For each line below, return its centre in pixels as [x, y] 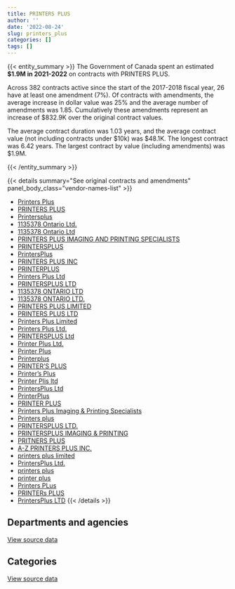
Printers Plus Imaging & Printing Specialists [80, 411]
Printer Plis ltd [38, 381]
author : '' [23, 20]
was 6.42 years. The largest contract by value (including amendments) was [116, 146]
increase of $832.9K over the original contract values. [85, 117]
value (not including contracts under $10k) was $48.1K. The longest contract [117, 138]
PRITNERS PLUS [41, 441]
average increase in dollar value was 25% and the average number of [108, 102]
